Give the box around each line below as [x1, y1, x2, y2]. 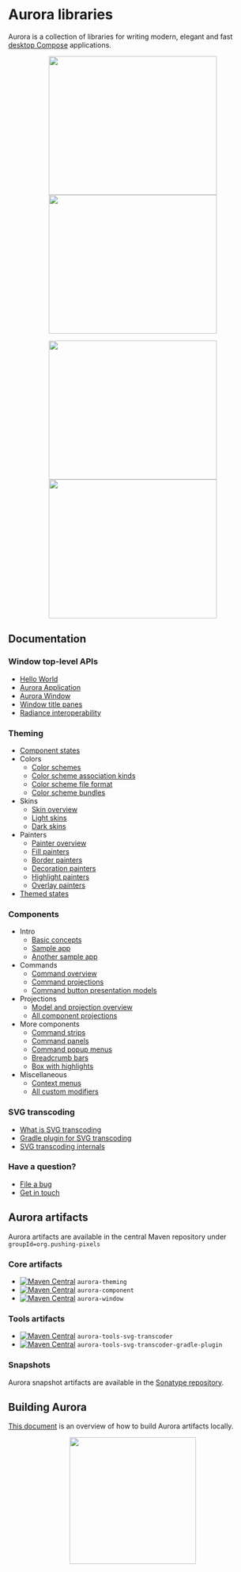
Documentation [8, 632, 87, 646]
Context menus [31, 1079, 81, 1088]
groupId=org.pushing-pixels [8, 1240, 101, 1248]
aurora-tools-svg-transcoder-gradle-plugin [77, 1341, 223, 1349]
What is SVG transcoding [19, 1125, 102, 1134]
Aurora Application [19, 682, 81, 692]
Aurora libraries [8, 6, 113, 24]
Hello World [19, 674, 58, 684]
